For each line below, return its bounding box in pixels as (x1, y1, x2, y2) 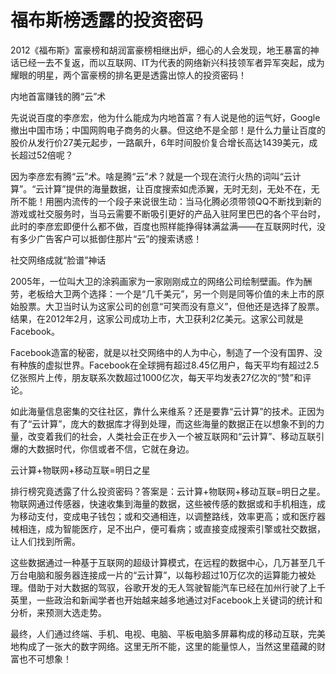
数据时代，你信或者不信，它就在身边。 (36, 442, 195, 455)
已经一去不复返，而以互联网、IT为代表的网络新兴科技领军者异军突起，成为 (18, 56, 325, 68)
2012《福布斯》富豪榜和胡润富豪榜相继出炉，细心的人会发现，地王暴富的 (10, 44, 311, 56)
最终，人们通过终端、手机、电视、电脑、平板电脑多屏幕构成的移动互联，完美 (10, 627, 326, 640)
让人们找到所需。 (10, 535, 81, 547)
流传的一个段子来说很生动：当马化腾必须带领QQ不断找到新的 (71, 195, 322, 207)
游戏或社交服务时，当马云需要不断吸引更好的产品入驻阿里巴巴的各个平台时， (10, 207, 326, 220)
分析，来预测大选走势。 (10, 606, 107, 618)
